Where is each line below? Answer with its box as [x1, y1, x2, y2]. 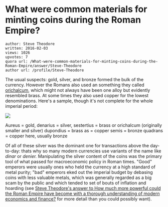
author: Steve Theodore [5, 41, 55, 46]
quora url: [5, 59, 28, 64]
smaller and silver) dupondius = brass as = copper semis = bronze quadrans [5, 127, 163, 133]
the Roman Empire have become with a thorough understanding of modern [5, 190, 160, 196]
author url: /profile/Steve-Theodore [5, 68, 84, 73]
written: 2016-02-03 [5, 46, 49, 51]
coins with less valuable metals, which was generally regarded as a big [5, 174, 152, 180]
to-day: [5, 148, 21, 154]
